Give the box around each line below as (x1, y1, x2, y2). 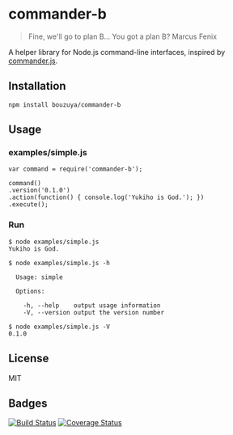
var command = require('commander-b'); (8, 165, 143, 174)
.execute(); (8, 201, 49, 209)
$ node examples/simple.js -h (8, 259, 111, 267)
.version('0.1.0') (8, 187, 70, 195)
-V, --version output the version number (23, 308, 164, 316)
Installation (8, 79, 66, 93)
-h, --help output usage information (23, 301, 161, 310)
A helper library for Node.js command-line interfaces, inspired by (8, 47, 226, 57)
